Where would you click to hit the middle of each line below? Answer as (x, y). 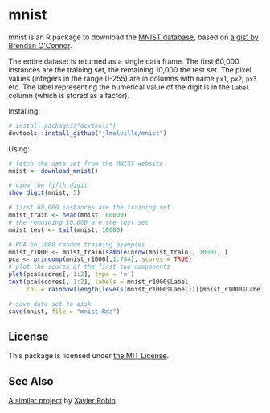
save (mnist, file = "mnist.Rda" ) (64, 312)
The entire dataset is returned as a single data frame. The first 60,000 (124, 61)
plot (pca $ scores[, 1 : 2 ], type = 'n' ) (72, 275)
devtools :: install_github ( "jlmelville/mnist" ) (88, 133)
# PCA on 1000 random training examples (77, 244)
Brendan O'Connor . (40, 45)
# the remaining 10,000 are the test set (79, 222)
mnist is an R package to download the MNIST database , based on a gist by (133, 37)
